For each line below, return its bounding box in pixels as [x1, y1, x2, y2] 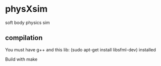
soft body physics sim [5, 20, 51, 25]
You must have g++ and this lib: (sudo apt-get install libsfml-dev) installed [5, 46, 156, 52]
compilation [5, 34, 43, 42]
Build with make [5, 56, 38, 62]
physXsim [5, 3, 48, 15]
